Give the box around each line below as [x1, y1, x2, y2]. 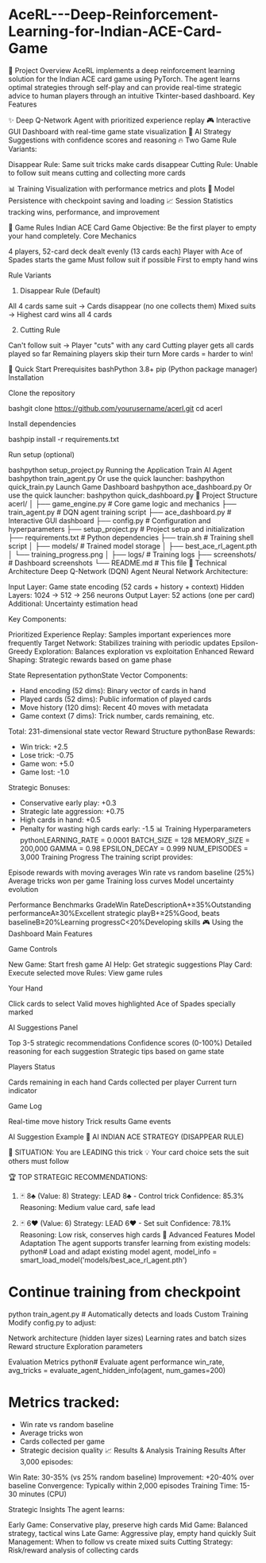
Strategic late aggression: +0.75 [19, 806, 125, 816]
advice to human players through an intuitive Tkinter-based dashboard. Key [8, 91, 256, 100]
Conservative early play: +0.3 [19, 797, 117, 808]
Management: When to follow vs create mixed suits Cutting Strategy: [8, 1537, 233, 1546]
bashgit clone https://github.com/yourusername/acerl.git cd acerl [8, 403, 223, 413]
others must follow [8, 1156, 70, 1165]
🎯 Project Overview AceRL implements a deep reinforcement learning [8, 65, 236, 75]
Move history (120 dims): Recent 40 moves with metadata [19, 702, 209, 712]
